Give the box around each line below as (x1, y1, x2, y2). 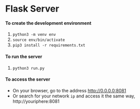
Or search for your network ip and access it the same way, (12, 93, 135, 99)
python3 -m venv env (12, 32, 56, 37)
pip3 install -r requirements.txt (12, 43, 85, 48)
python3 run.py (12, 66, 45, 71)
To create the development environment (5, 20, 92, 26)
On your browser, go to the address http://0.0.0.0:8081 (12, 87, 126, 93)
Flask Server (5, 3, 60, 15)
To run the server (5, 53, 42, 60)
